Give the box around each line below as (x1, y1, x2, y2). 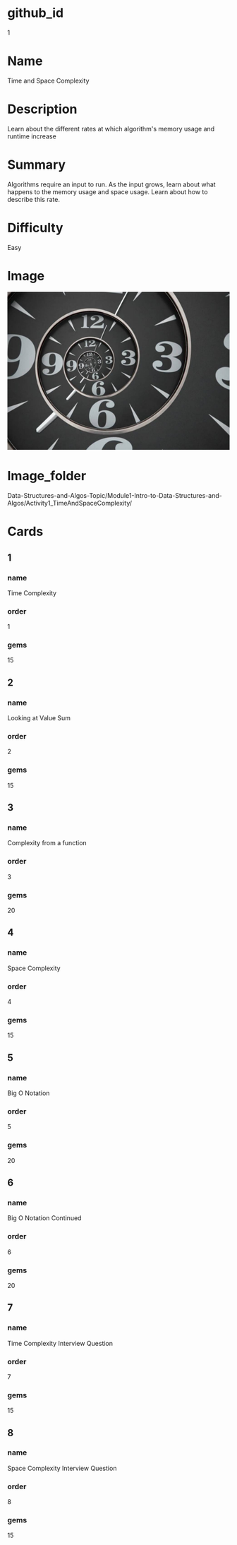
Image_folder (7, 468, 87, 484)
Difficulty (7, 220, 63, 236)
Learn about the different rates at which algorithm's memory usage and (7, 124, 215, 133)
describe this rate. (7, 195, 60, 203)
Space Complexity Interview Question (7, 1464, 117, 1472)
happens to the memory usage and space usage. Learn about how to (7, 187, 208, 196)
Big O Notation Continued (7, 1214, 82, 1222)
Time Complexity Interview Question (7, 1339, 114, 1347)
